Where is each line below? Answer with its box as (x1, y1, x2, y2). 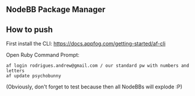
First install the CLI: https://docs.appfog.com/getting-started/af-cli (6, 40, 166, 47)
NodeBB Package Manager (6, 5, 106, 15)
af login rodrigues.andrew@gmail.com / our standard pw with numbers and (6, 63, 190, 69)
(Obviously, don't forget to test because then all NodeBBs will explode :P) (6, 83, 183, 90)
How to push (6, 25, 53, 35)
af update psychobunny (6, 73, 61, 79)
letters (6, 68, 25, 74)
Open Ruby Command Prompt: (6, 52, 80, 59)
